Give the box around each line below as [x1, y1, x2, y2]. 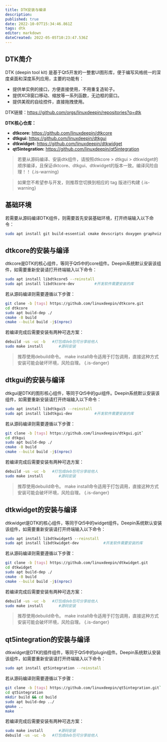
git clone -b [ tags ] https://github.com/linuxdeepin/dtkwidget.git [5, 560, 149, 565]
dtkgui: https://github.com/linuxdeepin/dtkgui [12, 135, 107, 141]
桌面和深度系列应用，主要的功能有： [9, 76, 84, 82]
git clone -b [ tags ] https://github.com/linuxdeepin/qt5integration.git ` [5, 685, 162, 690]
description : [5, 12, 32, 17]
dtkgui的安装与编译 [5, 376, 65, 384]
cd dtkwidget [5, 565, 32, 570]
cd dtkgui [5, 435, 26, 440]
